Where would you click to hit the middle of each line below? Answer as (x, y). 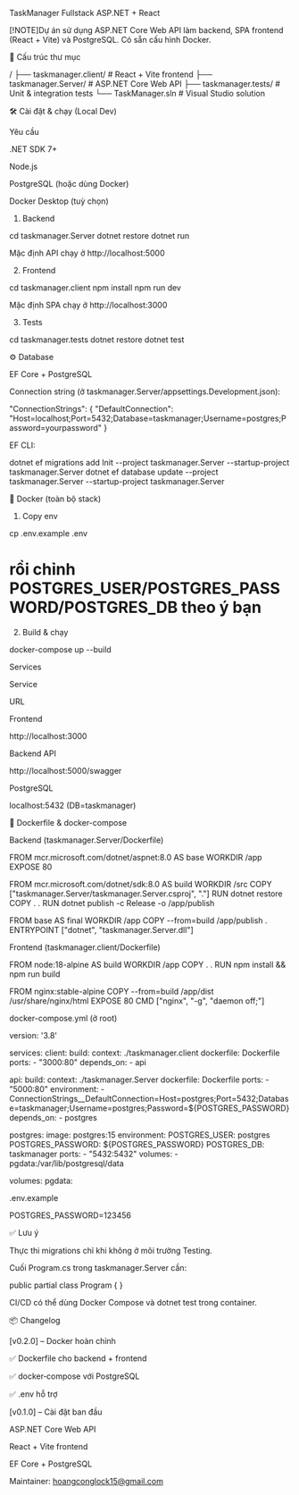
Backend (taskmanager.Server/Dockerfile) (87, 840)
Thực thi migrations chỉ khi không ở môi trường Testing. (111, 1250)
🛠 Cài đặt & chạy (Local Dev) (63, 111)
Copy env (40, 516)
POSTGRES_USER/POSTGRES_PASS (145, 588)
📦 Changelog (35, 1320)
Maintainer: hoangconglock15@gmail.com (86, 1481)
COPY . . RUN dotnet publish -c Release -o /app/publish (112, 903)
